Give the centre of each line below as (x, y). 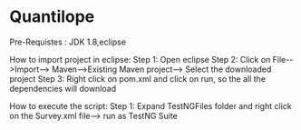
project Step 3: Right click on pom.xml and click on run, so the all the (137, 78)
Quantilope (52, 17)
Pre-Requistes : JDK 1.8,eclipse (68, 42)
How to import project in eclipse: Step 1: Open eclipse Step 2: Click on (140, 59)
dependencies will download (63, 88)
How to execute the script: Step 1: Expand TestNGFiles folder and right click (150, 105)
